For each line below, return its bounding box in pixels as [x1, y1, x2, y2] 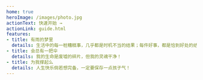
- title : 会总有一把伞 [6, 48, 58, 54]
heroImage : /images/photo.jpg [6, 14, 83, 20]
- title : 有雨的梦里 [6, 37, 53, 43]
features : [6, 31, 31, 37]
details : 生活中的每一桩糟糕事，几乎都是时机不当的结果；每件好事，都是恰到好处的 [11, 43, 193, 49]
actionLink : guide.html [6, 25, 66, 32]
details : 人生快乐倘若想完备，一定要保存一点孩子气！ [11, 64, 131, 71]
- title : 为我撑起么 [6, 59, 53, 65]
